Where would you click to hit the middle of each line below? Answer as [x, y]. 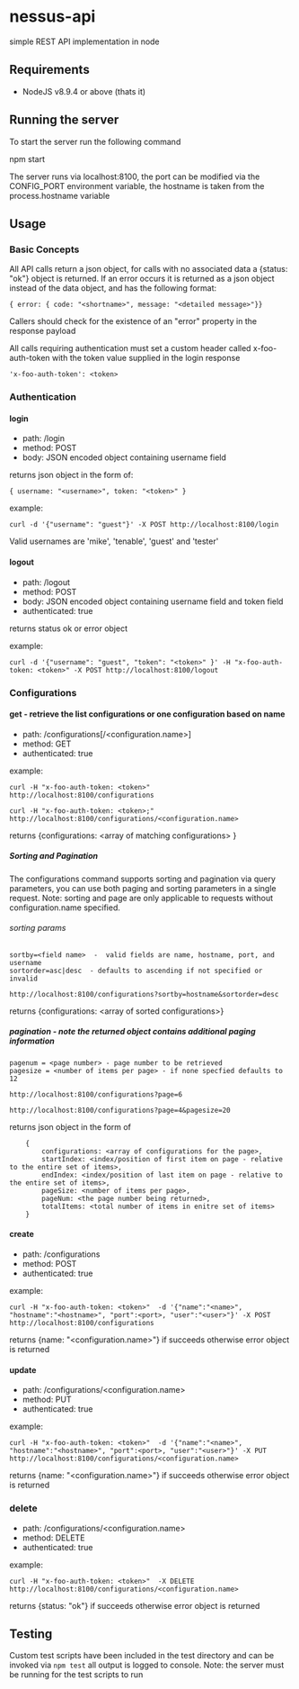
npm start [27, 158]
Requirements [49, 70]
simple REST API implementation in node [84, 41]
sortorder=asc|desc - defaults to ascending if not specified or [136, 971]
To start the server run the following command [95, 141]
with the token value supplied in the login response [146, 358]
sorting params [38, 928]
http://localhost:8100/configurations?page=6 [96, 1094]
